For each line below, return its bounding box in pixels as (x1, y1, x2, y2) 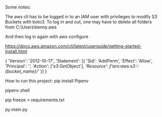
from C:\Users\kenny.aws (5, 24, 57, 30)
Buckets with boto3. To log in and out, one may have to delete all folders (5, 19, 152, 25)
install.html (5, 49, 27, 54)
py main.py (5, 107, 28, 112)
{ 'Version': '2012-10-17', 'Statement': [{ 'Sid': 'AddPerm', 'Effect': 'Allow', (5, 58, 153, 63)
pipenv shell (5, 88, 30, 93)
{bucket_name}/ (5, 68, 38, 74)
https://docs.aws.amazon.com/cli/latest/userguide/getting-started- (5, 43, 142, 49)
